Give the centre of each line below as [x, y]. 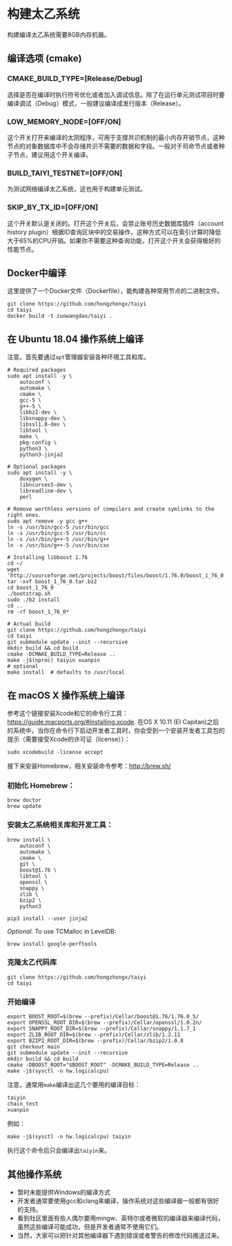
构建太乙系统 [44, 14]
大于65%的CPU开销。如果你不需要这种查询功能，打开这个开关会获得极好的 [114, 240]
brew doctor [24, 800]
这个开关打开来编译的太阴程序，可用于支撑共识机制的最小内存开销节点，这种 [116, 137]
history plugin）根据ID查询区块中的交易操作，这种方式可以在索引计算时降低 [114, 232]
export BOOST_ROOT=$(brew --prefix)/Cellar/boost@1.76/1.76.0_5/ [103, 1017]
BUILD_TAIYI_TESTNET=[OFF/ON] [65, 173]
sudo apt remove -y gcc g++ [48, 521]
